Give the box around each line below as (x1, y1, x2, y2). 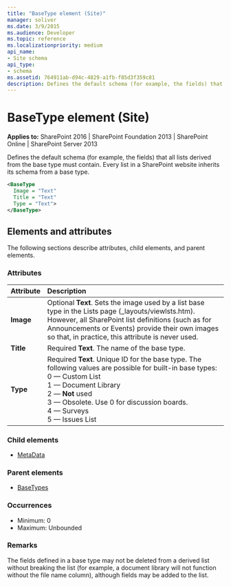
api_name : (7, 49, 36, 56)
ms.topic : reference (7, 36, 67, 43)
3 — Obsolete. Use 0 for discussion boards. (47, 397, 188, 407)
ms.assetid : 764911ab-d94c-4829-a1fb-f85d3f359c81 (7, 74, 155, 81)
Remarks (7, 541, 38, 550)
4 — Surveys (47, 406, 89, 416)
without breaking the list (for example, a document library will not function (7, 563, 217, 572)
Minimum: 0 (16, 516, 52, 524)
